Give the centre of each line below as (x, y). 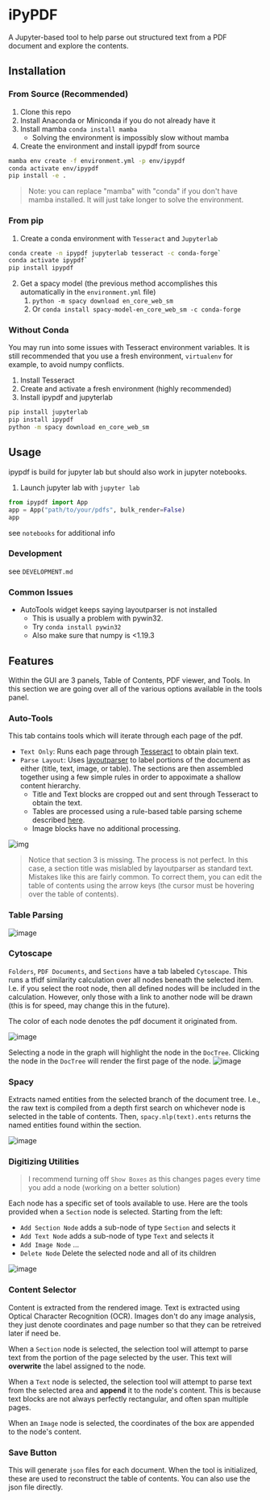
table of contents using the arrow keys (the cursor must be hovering (141, 886)
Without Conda (39, 330)
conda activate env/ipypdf (54, 168)
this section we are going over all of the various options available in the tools (135, 688)
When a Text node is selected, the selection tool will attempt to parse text (130, 1381)
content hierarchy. (50, 786)
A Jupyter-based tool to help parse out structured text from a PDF (118, 37)
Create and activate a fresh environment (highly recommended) (126, 389)
